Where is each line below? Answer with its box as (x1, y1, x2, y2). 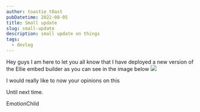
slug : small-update (6, 25, 55, 32)
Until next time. (6, 88, 44, 95)
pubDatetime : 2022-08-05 (6, 14, 68, 20)
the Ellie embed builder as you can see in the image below (6, 65, 149, 72)
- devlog (11, 42, 33, 48)
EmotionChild (6, 99, 39, 107)
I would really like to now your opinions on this (6, 77, 120, 84)
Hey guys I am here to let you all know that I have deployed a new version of (6, 58, 194, 66)
